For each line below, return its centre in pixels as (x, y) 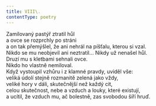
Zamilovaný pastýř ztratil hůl (40, 34)
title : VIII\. (24, 11)
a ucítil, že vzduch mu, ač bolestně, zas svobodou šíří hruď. (78, 96)
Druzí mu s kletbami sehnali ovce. (47, 59)
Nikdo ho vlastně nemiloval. (40, 65)
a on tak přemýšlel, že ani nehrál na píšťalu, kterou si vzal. (76, 46)
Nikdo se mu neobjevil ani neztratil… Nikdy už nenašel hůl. (77, 52)
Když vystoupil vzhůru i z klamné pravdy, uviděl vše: (70, 71)
